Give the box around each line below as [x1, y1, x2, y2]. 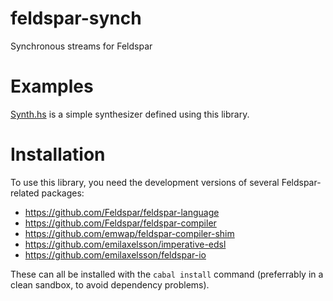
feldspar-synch [10, 7, 142, 30]
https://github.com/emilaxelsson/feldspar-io [24, 248, 207, 261]
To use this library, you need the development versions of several [10, 176, 280, 188]
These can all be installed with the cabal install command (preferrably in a [10, 268, 324, 280]
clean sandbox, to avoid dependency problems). [10, 278, 210, 291]
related [10, 187, 40, 199]
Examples [10, 75, 94, 98]
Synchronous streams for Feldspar [10, 40, 153, 52]
